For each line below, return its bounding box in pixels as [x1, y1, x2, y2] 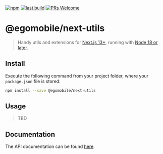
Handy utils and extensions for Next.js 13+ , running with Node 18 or [17, 39, 158, 45]
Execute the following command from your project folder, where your [5, 72, 149, 79]
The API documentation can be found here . [5, 143, 95, 149]
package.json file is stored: [5, 78, 61, 84]
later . [17, 45, 29, 51]
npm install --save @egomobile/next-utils [5, 88, 96, 93]
